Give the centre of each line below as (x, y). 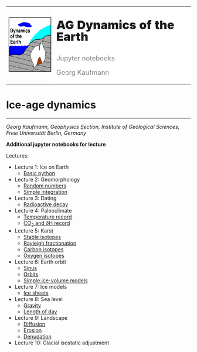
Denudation (37, 336)
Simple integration (45, 192)
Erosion (33, 330)
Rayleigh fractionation (50, 243)
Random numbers (45, 186)
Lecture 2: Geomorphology (47, 180)
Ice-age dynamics (51, 105)
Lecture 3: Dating (35, 198)
